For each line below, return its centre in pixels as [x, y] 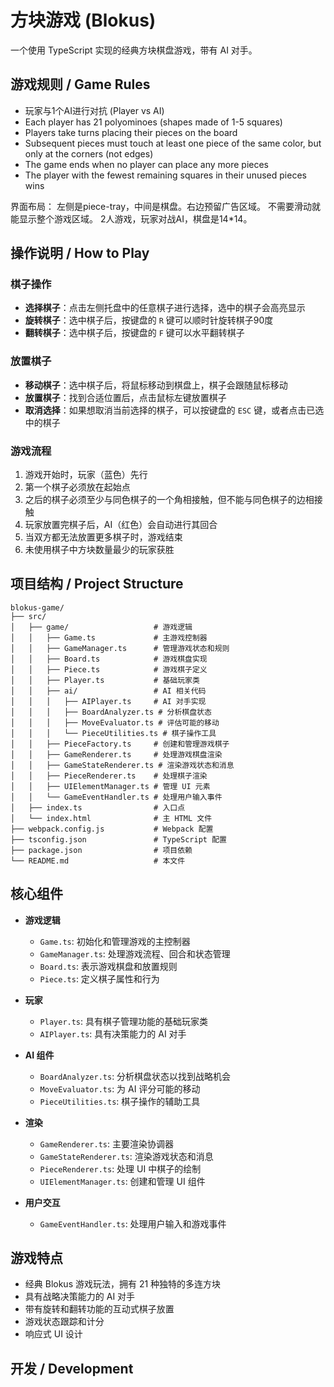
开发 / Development [72, 1368]
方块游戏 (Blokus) [83, 20]
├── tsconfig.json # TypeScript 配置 [118, 839]
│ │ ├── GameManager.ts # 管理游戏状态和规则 [120, 648]
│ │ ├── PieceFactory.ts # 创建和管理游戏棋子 [120, 744]
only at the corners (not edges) [89, 153]
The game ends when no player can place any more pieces [146, 164]
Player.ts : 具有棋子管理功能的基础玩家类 [124, 1021]
